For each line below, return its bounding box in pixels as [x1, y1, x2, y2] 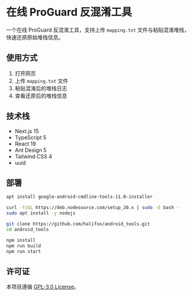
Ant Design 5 [14, 147, 47, 154]
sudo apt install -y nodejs [6, 210, 76, 216]
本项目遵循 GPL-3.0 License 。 [6, 283, 80, 291]
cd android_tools [6, 226, 49, 232]
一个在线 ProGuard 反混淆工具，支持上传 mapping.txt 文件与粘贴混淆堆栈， [6, 26, 190, 33]
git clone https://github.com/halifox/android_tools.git [6, 221, 150, 227]
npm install [6, 237, 36, 243]
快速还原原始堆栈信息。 [6, 33, 64, 40]
